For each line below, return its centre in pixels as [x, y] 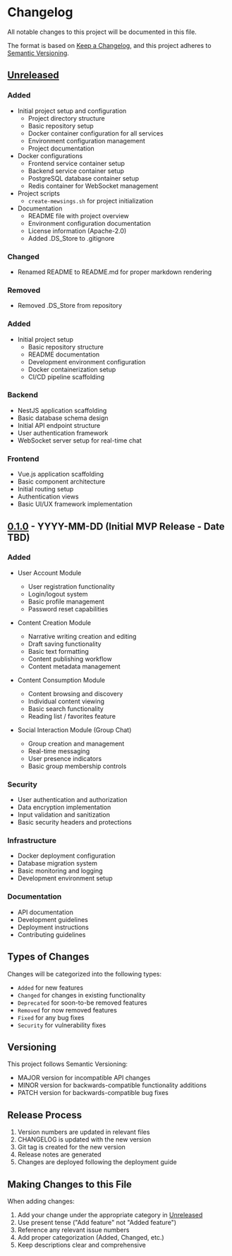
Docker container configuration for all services [96, 133]
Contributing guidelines [51, 934]
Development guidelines [53, 919]
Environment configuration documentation [90, 223]
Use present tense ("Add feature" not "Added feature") [97, 1222]
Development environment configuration [87, 361]
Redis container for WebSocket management [93, 186]
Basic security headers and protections [74, 823]
